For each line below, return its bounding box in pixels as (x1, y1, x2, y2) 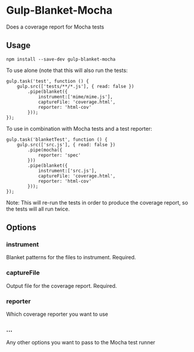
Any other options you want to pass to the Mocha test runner (6, 339, 156, 346)
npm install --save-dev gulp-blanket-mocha (6, 56, 116, 62)
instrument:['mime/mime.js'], (37, 93, 113, 100)
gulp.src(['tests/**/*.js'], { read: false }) (17, 83, 134, 89)
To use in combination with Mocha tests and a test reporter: (6, 125, 153, 132)
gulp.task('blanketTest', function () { (6, 136, 108, 143)
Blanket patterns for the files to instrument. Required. (6, 254, 136, 261)
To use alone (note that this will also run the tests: (6, 67, 128, 74)
